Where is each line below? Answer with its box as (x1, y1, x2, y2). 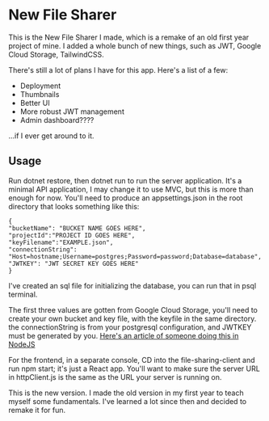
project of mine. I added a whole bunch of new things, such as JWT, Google (8, 40, 262, 50)
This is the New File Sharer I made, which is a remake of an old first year (8, 32, 250, 42)
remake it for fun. (8, 405, 66, 415)
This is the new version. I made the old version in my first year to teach (8, 388, 244, 398)
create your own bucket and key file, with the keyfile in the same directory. (8, 314, 257, 323)
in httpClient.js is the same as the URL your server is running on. (8, 372, 222, 381)
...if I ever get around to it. (8, 131, 95, 141)
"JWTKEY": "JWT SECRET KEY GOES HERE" (8, 259, 139, 267)
